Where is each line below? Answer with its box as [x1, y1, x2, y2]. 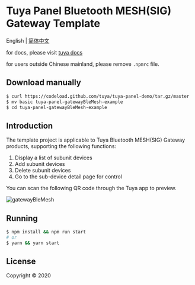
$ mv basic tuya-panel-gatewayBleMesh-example [6, 99, 123, 105]
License [6, 257, 36, 267]
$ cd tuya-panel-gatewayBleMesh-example [6, 104, 108, 110]
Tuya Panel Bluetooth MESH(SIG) [6, 4, 172, 18]
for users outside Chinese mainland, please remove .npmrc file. [6, 60, 159, 68]
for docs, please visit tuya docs [6, 49, 83, 56]
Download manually [6, 78, 81, 88]
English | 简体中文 [6, 37, 50, 44]
